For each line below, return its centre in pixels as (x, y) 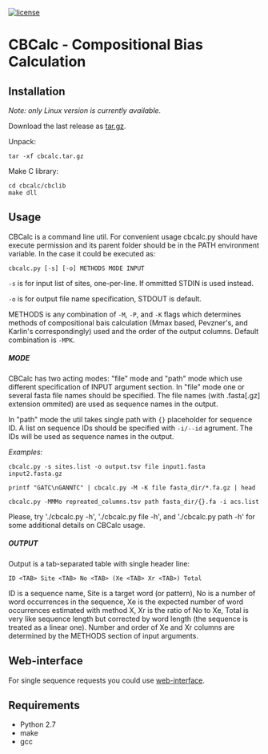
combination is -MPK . (42, 340)
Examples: (26, 452)
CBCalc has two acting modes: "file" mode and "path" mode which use (125, 378)
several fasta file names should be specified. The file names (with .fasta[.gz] (134, 395)
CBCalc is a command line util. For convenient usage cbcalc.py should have (133, 236)
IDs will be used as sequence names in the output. (91, 436)
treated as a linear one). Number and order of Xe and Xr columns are (122, 627)
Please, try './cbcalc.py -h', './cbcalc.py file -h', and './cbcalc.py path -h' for (132, 516)
